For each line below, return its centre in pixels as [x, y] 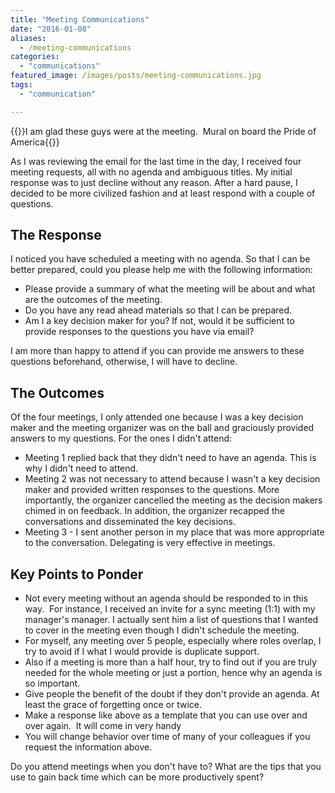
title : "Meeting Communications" [80, 19]
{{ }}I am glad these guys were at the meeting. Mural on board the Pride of [163, 131]
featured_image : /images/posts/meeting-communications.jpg [136, 76]
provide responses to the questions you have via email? [139, 332]
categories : [35, 57]
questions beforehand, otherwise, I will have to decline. [124, 362]
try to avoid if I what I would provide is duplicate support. [142, 652]
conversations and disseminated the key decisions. [130, 522]
